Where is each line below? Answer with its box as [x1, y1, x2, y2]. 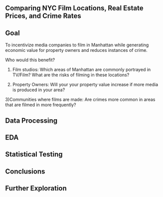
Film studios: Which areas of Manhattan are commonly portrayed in [12, 67, 151, 73]
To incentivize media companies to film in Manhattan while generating [5, 42, 149, 48]
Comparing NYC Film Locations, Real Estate [5, 4, 144, 12]
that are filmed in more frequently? [5, 102, 76, 108]
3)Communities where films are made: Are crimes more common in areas [5, 97, 156, 103]
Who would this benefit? [5, 57, 55, 63]
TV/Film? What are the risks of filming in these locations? [12, 72, 130, 78]
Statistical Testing [5, 150, 63, 159]
